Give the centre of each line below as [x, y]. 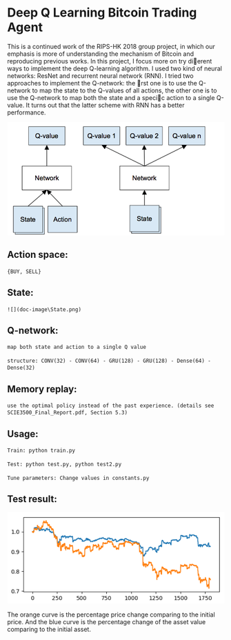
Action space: [38, 255]
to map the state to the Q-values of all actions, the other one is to [124, 90]
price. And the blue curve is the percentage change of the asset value [107, 622]
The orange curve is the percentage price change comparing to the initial [111, 614]
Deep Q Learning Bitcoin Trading [102, 13]
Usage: [23, 433]
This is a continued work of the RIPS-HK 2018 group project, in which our [111, 46]
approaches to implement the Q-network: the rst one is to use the [102, 83]
